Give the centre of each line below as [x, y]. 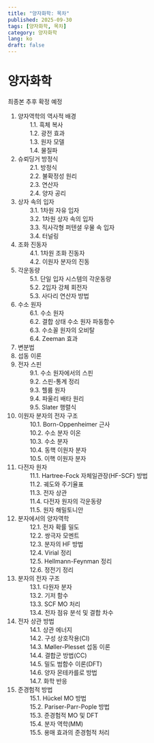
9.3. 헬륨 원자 [48, 390]
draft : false [26, 45]
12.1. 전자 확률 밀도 [55, 527]
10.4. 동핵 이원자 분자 [58, 450]
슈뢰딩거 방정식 [38, 159]
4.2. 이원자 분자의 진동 [60, 262]
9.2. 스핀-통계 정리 [55, 381]
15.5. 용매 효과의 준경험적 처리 [70, 732]
